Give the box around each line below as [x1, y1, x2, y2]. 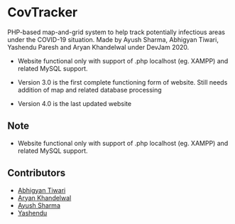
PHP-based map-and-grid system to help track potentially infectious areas [7, 28, 226, 36]
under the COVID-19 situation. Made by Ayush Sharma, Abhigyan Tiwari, [7, 35, 219, 43]
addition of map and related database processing [17, 85, 162, 94]
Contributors [7, 167, 66, 179]
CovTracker [7, 4, 78, 21]
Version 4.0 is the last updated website [17, 99, 132, 107]
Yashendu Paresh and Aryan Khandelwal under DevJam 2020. [7, 43, 190, 51]
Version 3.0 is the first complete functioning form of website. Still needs [17, 78, 228, 86]
